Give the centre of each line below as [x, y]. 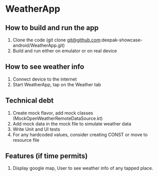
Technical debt [30, 101]
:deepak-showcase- [121, 40]
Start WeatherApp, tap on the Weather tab [57, 84]
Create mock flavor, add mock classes [53, 113]
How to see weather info [45, 67]
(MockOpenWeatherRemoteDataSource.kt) [58, 118]
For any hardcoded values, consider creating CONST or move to [80, 134]
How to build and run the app [52, 28]
